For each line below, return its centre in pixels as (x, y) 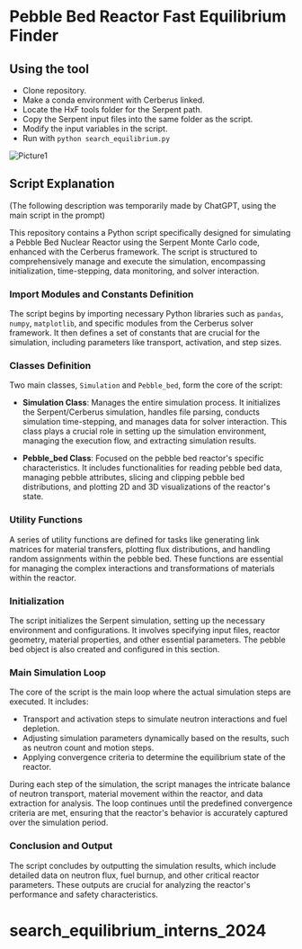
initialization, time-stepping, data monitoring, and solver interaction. (134, 271)
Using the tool (49, 69)
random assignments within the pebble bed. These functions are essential (147, 559)
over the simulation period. (59, 823)
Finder (34, 36)
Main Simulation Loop (58, 672)
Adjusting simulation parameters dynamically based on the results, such (155, 739)
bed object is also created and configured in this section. (115, 649)
